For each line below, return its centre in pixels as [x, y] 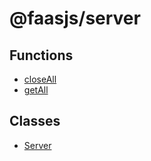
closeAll [40, 79]
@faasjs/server [75, 18]
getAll [36, 90]
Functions [41, 55]
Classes [35, 121]
